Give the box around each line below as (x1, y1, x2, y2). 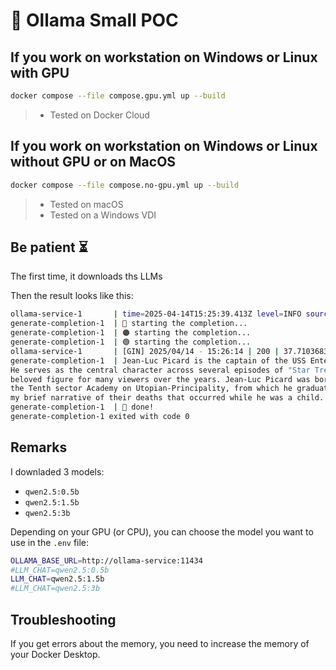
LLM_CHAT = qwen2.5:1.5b (10, 574, 105, 584)
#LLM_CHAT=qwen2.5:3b (10, 584, 101, 594)
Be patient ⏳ (10, 239, 88, 256)
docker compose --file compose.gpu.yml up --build (10, 91, 226, 101)
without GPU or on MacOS (10, 154, 177, 171)
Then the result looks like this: (10, 290, 134, 302)
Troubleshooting (10, 611, 117, 628)
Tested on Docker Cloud (49, 109, 150, 121)
